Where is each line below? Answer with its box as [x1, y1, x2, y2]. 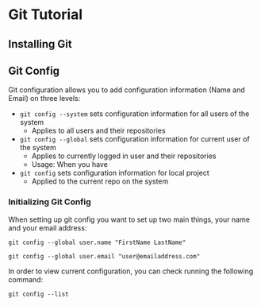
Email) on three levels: [8, 94, 81, 103]
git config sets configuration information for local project [19, 168, 210, 178]
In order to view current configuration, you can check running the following [8, 266, 254, 276]
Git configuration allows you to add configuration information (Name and [8, 85, 246, 95]
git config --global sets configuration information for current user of [19, 134, 250, 144]
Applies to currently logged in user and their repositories [31, 151, 217, 161]
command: [8, 274, 44, 284]
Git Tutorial [8, 6, 83, 24]
